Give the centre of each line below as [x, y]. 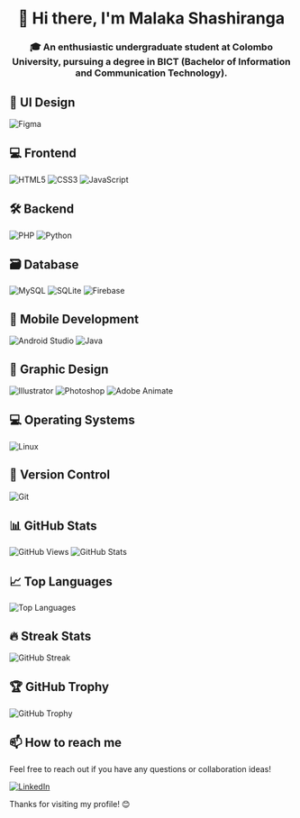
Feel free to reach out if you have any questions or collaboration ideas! [141, 768]
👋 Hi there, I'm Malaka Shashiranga [151, 18]
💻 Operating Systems [72, 420]
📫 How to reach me [66, 743]
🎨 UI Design [42, 102]
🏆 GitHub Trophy [59, 687]
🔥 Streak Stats [50, 636]
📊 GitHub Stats [53, 526]
